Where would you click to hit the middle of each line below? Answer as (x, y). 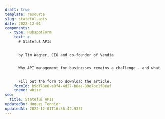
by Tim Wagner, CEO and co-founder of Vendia (66, 55)
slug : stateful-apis (26, 19)
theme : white (27, 90)
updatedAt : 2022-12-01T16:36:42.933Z (44, 109)
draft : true (17, 10)
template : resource (25, 14)
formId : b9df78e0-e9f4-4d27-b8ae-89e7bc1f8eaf (63, 86)
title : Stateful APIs (32, 100)
